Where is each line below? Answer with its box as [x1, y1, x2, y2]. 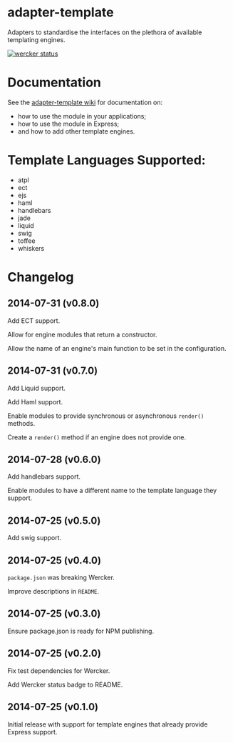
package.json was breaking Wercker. [7, 573, 115, 582]
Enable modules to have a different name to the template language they [7, 487, 217, 495]
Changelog [7, 269, 74, 285]
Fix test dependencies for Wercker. [7, 666, 110, 675]
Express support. [7, 727, 58, 736]
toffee [17, 236, 36, 245]
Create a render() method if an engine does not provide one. [7, 433, 187, 442]
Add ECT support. [7, 316, 61, 325]
